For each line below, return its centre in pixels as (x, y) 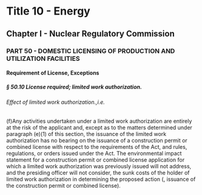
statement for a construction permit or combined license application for (96, 160)
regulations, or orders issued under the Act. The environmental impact (94, 153)
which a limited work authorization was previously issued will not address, (99, 166)
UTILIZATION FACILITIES (43, 58)
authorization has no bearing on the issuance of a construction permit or (97, 140)
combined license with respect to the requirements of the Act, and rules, (97, 146)
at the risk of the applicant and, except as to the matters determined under (99, 127)
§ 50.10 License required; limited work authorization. (74, 87)
